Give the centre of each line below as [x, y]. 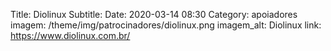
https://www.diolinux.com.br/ [70, 35]
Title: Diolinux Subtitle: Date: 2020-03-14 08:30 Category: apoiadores [154, 14]
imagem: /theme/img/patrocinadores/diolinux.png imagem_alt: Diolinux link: [166, 25]
